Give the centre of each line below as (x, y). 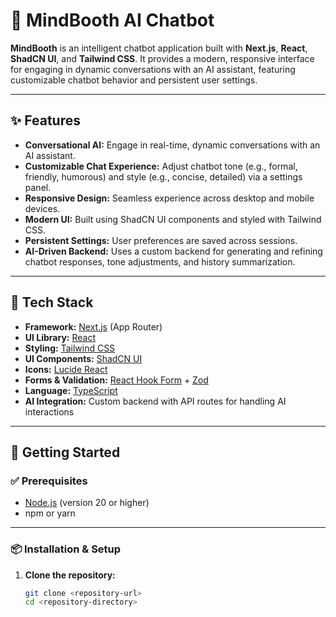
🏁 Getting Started (65, 452)
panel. (38, 187)
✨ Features (45, 120)
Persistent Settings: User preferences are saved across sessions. (161, 240)
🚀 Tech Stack (52, 302)
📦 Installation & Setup (66, 549)
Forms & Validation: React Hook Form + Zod (116, 380)
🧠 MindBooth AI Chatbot (112, 20)
